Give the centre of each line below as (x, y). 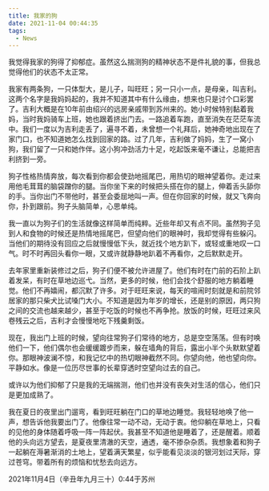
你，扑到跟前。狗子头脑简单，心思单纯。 (75, 206)
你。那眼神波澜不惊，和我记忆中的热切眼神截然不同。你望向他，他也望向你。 (134, 358)
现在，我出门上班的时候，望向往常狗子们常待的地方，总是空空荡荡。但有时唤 (134, 338)
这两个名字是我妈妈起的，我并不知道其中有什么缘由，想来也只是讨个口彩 (127, 99)
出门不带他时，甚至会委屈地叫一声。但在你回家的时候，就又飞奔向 (152, 197)
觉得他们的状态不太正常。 (50, 72)
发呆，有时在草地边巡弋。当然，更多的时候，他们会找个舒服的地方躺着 (130, 281)
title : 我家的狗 (33, 16)
